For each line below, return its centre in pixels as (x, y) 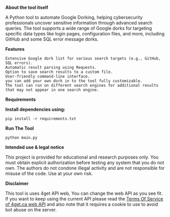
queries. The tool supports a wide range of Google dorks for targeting (79, 28)
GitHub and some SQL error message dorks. (52, 39)
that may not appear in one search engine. (52, 90)
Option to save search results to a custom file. (59, 72)
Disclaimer (17, 183)
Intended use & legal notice (35, 147)
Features (15, 49)
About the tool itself (27, 7)
